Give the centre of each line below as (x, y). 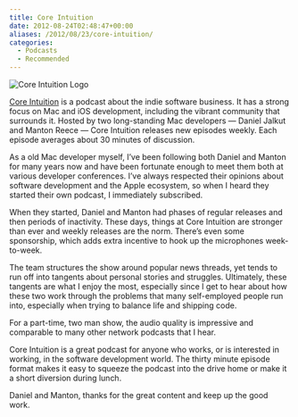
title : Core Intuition (51, 17)
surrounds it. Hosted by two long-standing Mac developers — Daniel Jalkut (148, 121)
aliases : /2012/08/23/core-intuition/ (81, 34)
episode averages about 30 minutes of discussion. (102, 140)
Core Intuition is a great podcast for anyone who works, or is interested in (144, 350)
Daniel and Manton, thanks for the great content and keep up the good (139, 395)
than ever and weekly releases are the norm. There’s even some (127, 231)
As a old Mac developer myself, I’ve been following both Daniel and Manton (148, 157)
